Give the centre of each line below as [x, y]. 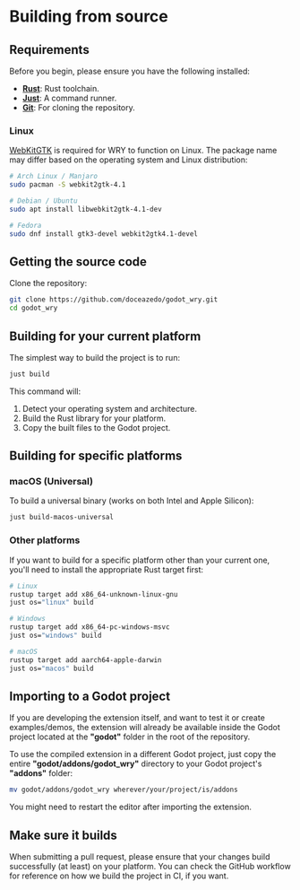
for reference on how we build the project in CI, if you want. [119, 876]
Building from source [89, 17]
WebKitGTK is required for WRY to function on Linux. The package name [143, 151]
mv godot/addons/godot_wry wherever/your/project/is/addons [124, 790]
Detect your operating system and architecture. [110, 408]
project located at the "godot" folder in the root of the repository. [130, 737]
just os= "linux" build [51, 603]
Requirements [49, 50]
